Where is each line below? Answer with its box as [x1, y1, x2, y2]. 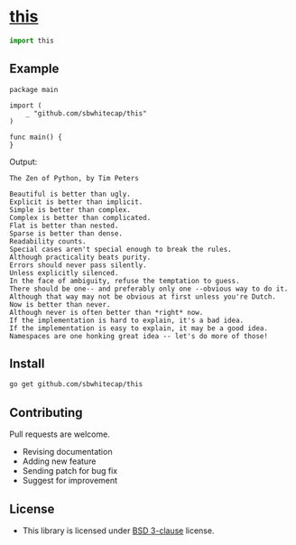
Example [9, 61, 60, 77]
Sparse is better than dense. [9, 228, 124, 238]
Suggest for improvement [22, 476, 118, 486]
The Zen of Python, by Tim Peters [9, 173, 140, 182]
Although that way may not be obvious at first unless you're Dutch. [9, 291, 277, 301]
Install [9, 356, 45, 372]
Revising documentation [22, 447, 113, 457]
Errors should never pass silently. [9, 260, 147, 270]
